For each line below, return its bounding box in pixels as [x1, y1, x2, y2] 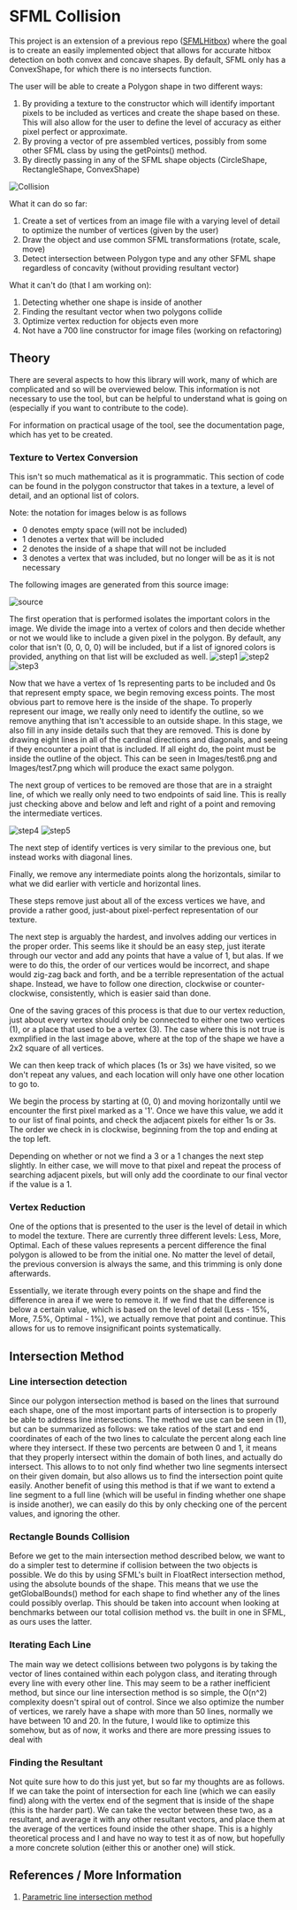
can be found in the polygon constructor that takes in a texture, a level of [9, 481, 275, 492]
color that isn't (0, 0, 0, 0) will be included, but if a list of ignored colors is [9, 642, 276, 653]
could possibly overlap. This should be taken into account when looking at [9, 1597, 280, 1609]
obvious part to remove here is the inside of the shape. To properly [9, 697, 253, 708]
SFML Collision [9, 6, 121, 27]
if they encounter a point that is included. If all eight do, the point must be [9, 744, 277, 755]
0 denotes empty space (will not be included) [21, 524, 187, 535]
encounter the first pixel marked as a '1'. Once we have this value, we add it [9, 1106, 284, 1116]
